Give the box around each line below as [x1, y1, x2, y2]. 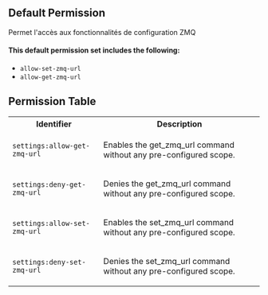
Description [156, 118, 203, 130]
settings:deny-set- [12, 258, 86, 266]
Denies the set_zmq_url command [103, 255, 231, 266]
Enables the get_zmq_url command [103, 139, 235, 150]
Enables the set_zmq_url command [103, 216, 234, 227]
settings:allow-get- [12, 141, 90, 150]
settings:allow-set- [12, 219, 90, 227]
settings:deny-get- [12, 180, 86, 189]
